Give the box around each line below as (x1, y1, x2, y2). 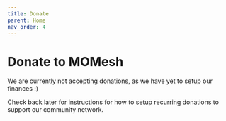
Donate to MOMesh (7, 53, 124, 70)
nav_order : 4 (7, 23, 46, 30)
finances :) (7, 84, 39, 93)
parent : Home (7, 17, 46, 24)
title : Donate (7, 10, 50, 18)
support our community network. (7, 106, 104, 114)
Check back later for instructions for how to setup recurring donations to (7, 98, 220, 106)
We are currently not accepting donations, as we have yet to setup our (7, 77, 213, 85)
